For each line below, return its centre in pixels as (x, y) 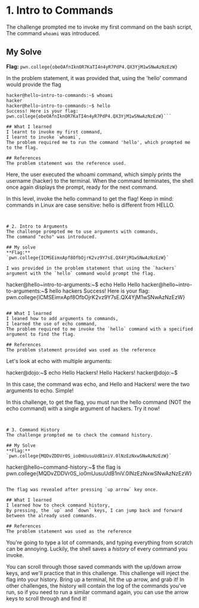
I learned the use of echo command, (52, 324)
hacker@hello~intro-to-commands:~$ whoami (60, 95)
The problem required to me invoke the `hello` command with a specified (100, 329)
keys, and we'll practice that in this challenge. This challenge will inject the (97, 573)
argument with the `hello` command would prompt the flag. (81, 273)
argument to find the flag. (41, 334)
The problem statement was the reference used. (66, 163)
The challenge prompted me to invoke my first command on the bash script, (99, 27)
